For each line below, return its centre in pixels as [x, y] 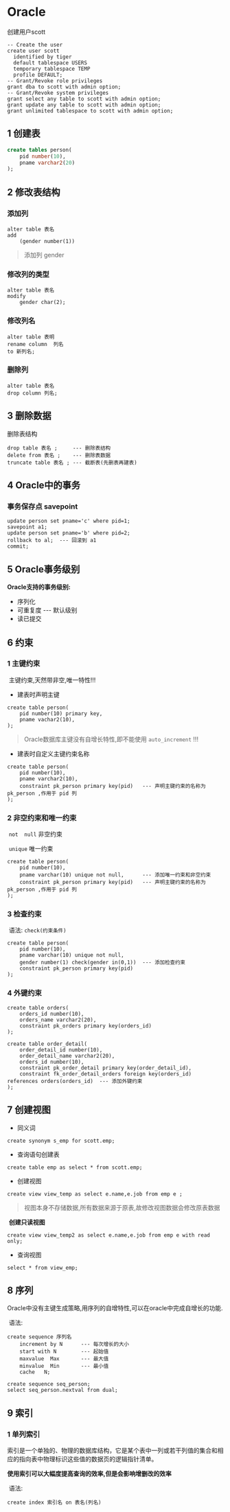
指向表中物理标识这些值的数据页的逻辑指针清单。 [88, 1459]
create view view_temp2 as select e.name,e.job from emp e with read [109, 1235]
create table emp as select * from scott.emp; [75, 1167]
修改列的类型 [28, 274]
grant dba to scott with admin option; [64, 86]
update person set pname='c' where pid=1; [69, 521]
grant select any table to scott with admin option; [84, 99]
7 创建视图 [29, 1110]
